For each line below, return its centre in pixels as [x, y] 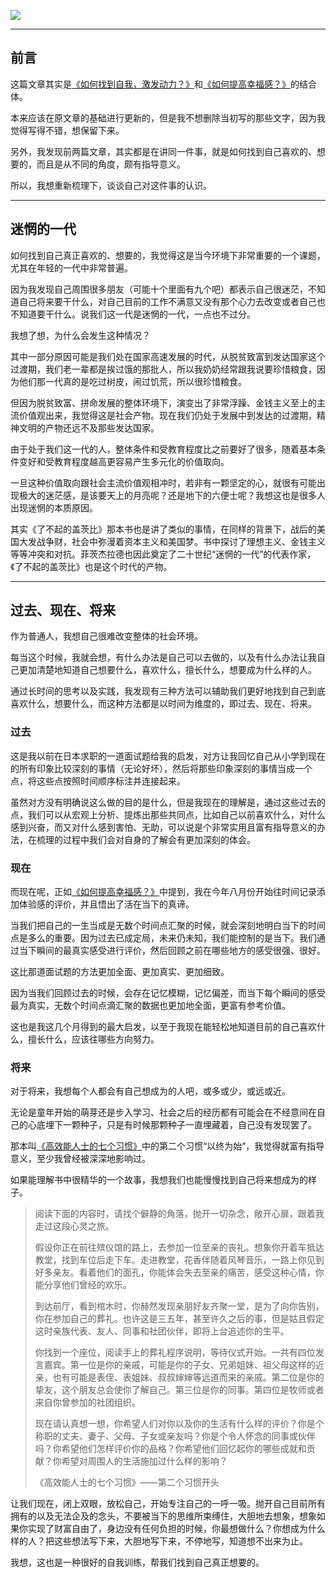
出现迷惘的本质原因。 [54, 507]
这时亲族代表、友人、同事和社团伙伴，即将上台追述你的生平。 [162, 1331]
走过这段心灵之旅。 [74, 1226]
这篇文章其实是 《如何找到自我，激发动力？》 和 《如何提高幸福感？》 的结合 [163, 84]
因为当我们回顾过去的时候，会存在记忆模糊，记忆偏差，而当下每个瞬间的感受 [168, 993]
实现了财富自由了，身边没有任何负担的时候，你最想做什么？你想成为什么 [176, 1529]
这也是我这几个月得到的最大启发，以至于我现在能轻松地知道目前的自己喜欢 [163, 1027]
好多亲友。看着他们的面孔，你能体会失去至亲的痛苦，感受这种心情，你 [179, 1272]
